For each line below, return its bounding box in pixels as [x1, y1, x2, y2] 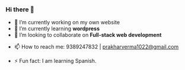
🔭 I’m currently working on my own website [14, 19, 120, 26]
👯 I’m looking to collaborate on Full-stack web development [14, 31, 162, 39]
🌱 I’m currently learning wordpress [14, 25, 100, 32]
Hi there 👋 [5, 5, 35, 14]
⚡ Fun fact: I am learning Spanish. [14, 58, 97, 65]
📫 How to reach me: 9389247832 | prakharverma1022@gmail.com [14, 43, 179, 50]
